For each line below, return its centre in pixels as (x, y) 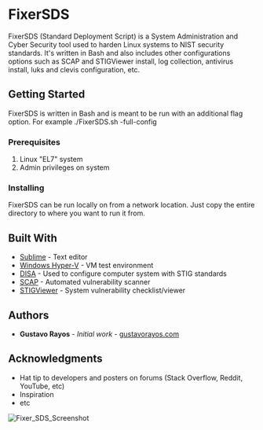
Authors (29, 315)
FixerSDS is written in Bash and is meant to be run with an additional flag (126, 113)
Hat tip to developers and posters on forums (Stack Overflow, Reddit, (131, 377)
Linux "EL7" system (51, 160)
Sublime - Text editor (53, 257)
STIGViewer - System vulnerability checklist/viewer (102, 290)
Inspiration (37, 394)
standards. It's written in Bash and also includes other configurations (119, 53)
